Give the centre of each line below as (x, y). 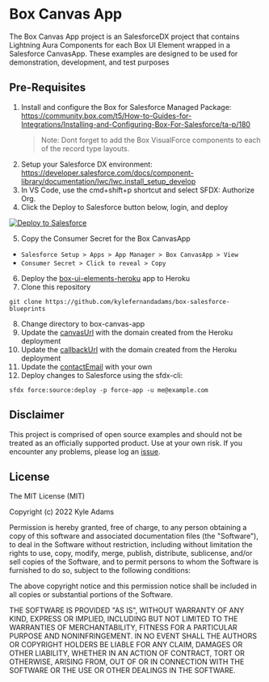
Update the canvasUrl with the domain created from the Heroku (127, 332)
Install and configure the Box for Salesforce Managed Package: (126, 107)
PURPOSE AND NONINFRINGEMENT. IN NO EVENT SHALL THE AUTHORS (133, 636)
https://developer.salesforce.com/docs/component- (107, 173)
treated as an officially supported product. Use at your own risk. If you (126, 443)
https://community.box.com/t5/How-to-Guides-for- (106, 116)
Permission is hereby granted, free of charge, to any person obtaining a (128, 528)
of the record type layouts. (85, 148)
